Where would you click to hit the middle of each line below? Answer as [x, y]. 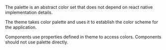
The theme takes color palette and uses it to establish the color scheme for [82, 22]
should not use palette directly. [37, 42]
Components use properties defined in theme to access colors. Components [83, 37]
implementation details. [29, 12]
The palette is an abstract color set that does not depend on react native [79, 7]
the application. [21, 27]
